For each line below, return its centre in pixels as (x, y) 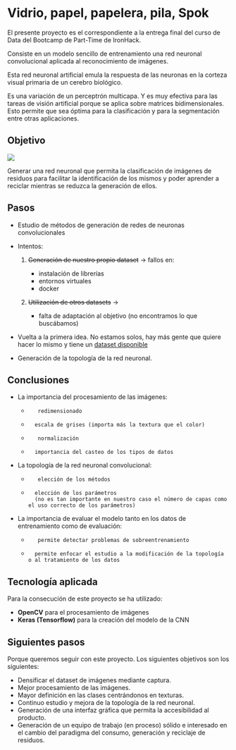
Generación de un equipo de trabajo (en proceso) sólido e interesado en (122, 725)
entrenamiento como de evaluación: (69, 526)
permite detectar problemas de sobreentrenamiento (113, 541)
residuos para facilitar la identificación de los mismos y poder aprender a (113, 178)
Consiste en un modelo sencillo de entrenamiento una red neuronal (105, 54)
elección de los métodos (74, 480)
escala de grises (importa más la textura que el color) (120, 425)
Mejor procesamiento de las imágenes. (74, 688)
